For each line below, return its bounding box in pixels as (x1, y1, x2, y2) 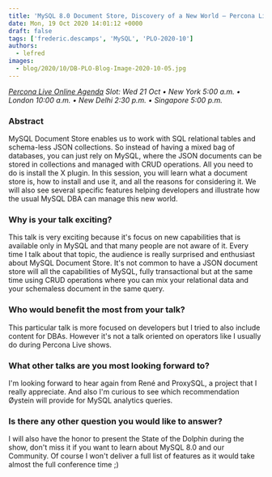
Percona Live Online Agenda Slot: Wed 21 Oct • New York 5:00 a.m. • (8, 87, 241, 96)
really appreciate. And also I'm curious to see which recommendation (8, 386, 240, 396)
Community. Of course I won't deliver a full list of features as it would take (8, 451, 255, 461)
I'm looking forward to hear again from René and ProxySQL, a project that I (8, 378, 257, 388)
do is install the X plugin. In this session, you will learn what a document (8, 168, 249, 178)
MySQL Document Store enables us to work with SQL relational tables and (8, 134, 257, 144)
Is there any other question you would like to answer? (8, 416, 223, 427)
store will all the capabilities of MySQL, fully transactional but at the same (8, 267, 253, 276)
